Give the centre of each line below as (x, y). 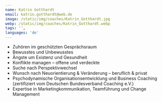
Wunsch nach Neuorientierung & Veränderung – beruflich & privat (80, 73)
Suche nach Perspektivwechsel (45, 68)
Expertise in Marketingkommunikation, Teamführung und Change (79, 89)
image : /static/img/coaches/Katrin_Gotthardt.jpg (58, 19)
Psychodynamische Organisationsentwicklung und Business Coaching (85, 78)
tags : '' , (15, 28)
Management (26, 94)
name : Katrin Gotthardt (30, 10)
